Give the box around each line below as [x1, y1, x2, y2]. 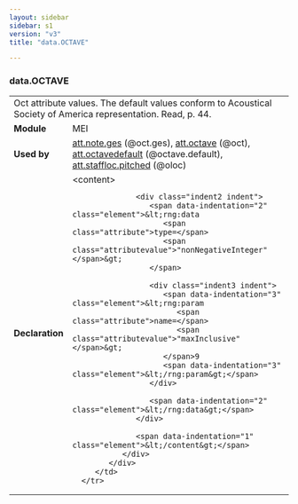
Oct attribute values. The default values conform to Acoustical [13, 97, 272, 109]
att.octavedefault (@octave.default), [72, 147, 223, 160]
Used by [13, 147, 51, 160]
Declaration [13, 327, 64, 339]
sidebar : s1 [9, 21, 53, 30]
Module [13, 122, 47, 134]
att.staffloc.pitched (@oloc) [72, 159, 187, 171]
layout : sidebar [9, 12, 69, 22]
